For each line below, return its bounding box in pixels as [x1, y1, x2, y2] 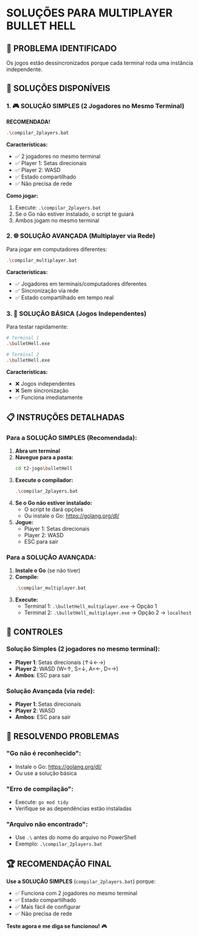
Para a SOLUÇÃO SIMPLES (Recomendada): [6, 433, 138, 442]
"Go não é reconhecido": [6, 749, 81, 757]
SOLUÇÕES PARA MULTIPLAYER [6, 6, 173, 20]
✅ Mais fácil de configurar [15, 903, 81, 910]
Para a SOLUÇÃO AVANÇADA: [6, 553, 96, 561]
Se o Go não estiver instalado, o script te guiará [15, 210, 135, 217]
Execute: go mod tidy [15, 799, 69, 806]
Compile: [15, 573, 39, 581]
